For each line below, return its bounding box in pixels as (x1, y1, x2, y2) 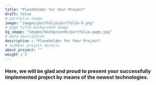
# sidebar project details (5, 43, 60, 48)
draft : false (5, 12, 32, 16)
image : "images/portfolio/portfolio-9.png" (5, 20, 95, 26)
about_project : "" (5, 47, 42, 52)
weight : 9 (5, 52, 27, 57)
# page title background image (5, 25, 69, 30)
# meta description (5, 34, 45, 39)
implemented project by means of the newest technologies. (5, 74, 149, 81)
